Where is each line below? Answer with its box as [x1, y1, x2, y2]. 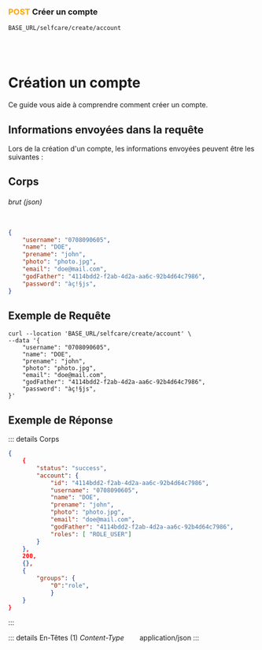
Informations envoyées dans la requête [8, 123, 205, 136]
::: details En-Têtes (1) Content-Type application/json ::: [8, 633, 199, 643]
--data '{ [8, 337, 41, 345]
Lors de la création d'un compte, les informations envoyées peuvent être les [8, 144, 255, 154]
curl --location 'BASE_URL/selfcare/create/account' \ [8, 330, 192, 338]
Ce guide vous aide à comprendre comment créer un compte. [8, 100, 208, 110]
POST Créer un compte [8, 6, 98, 17]
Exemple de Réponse [8, 413, 113, 427]
